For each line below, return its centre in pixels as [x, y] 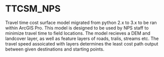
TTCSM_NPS [33, 9]
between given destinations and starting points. [55, 49]
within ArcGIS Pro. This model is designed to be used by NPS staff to [77, 27]
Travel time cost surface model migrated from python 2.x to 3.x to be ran [81, 22]
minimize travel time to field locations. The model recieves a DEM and [78, 33]
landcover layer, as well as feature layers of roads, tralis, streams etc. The [82, 38]
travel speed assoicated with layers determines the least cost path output [82, 43]
